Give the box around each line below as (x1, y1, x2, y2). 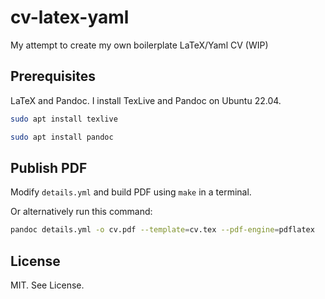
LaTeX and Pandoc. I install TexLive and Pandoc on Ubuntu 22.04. (10, 94, 282, 106)
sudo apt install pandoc (10, 132, 114, 142)
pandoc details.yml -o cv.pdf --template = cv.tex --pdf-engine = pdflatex (10, 225, 315, 235)
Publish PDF (10, 159, 88, 176)
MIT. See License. (10, 279, 85, 291)
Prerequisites (10, 68, 96, 85)
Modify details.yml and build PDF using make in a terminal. (10, 186, 252, 198)
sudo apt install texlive (10, 114, 118, 124)
